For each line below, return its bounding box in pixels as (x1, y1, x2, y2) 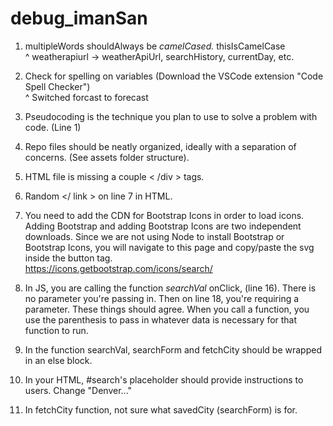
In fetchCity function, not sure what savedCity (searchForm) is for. (24, 403, 298, 416)
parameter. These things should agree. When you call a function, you (24, 303, 310, 315)
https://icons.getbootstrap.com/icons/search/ (24, 262, 213, 274)
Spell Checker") (24, 80, 91, 92)
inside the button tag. (24, 252, 113, 264)
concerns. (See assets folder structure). (24, 151, 190, 163)
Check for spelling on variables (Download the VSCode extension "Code (24, 70, 324, 82)
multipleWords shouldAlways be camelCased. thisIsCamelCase (24, 40, 286, 52)
